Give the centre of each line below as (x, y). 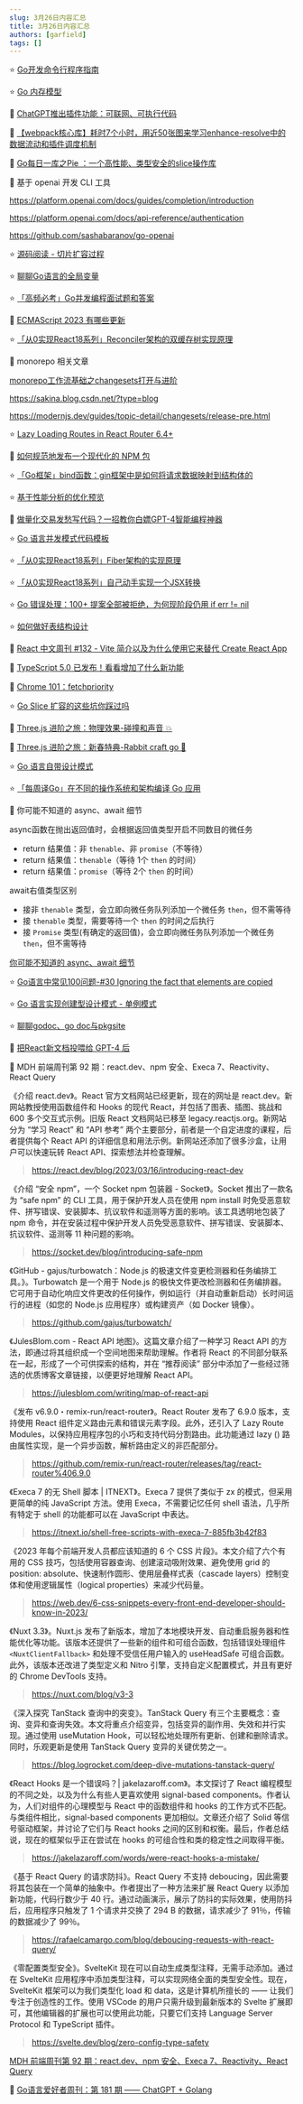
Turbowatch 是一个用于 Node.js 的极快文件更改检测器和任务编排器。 (160, 1282)
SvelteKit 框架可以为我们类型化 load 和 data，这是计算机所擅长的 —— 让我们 (151, 1990)
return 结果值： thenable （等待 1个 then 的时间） (111, 860)
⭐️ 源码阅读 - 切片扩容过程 (57, 255)
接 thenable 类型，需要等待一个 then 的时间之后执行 (118, 921)
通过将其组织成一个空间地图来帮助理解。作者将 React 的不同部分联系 (161, 1353)
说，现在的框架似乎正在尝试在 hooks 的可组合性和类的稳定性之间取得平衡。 (150, 1840)
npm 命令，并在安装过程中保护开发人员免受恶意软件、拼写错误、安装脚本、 (149, 1223)
